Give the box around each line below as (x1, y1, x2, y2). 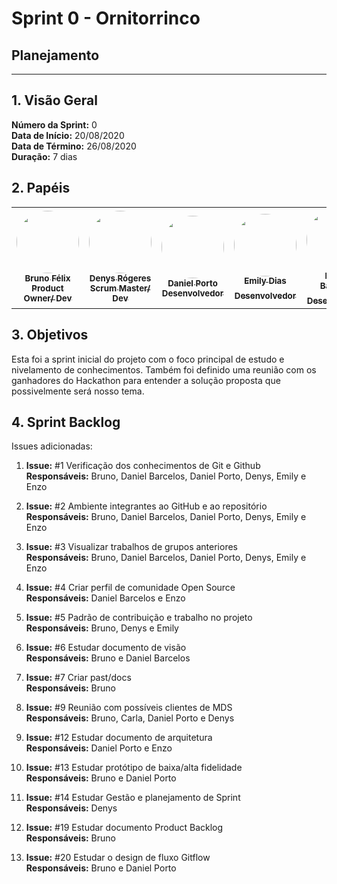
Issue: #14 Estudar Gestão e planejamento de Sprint (25, 792, 241, 804)
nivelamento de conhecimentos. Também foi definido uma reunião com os (11, 363, 317, 376)
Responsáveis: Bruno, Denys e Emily (25, 622, 179, 634)
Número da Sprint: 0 (11, 118, 98, 131)
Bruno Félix (24, 273, 71, 284)
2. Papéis (11, 180, 71, 197)
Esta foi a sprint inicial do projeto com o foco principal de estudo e (11, 353, 285, 365)
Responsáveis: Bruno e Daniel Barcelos (25, 652, 191, 664)
